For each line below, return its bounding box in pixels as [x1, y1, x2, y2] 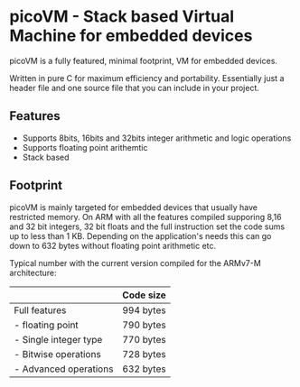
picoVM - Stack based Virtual [9, 6, 235, 27]
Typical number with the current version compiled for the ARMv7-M [9, 257, 262, 268]
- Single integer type [14, 333, 103, 346]
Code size [121, 289, 167, 301]
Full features [14, 304, 67, 317]
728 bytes [121, 347, 166, 360]
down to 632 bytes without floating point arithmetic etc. [9, 240, 217, 251]
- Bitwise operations [14, 347, 101, 360]
